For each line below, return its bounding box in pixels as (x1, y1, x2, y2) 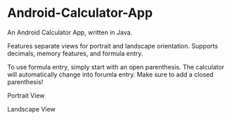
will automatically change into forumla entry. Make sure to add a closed (7, 70, 214, 79)
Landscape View (7, 105, 56, 113)
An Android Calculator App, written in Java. (7, 28, 133, 36)
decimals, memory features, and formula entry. (7, 49, 143, 58)
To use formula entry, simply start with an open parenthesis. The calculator (7, 62, 225, 71)
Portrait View (7, 91, 45, 100)
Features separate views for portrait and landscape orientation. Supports (7, 41, 219, 50)
